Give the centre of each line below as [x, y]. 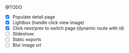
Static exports [27, 39]
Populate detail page [33, 17]
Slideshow [23, 34]
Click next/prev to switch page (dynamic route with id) [68, 28]
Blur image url [27, 45]
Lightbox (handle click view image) [48, 22]
